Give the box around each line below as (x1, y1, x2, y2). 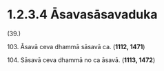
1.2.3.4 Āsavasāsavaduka (7, 7, 158, 23)
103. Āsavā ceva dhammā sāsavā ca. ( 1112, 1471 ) (7, 42, 145, 51)
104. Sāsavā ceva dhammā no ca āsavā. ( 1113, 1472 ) (7, 55, 156, 64)
